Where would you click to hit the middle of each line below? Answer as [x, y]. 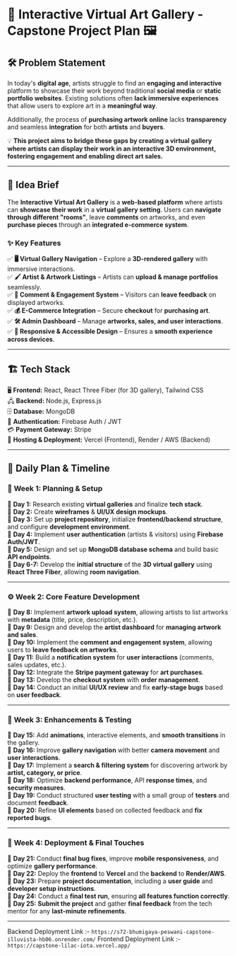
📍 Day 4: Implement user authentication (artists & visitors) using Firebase [115, 534]
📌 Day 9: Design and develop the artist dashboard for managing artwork [114, 627]
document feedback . [38, 803]
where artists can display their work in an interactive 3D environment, [112, 149]
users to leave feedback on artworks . [63, 650]
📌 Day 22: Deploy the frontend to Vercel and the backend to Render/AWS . [117, 873]
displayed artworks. [36, 303]
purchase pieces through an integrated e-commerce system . [98, 224]
